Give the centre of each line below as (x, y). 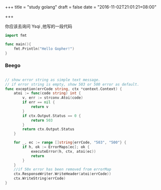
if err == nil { (39, 102)
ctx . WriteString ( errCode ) (40, 178)
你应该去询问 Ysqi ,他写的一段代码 (39, 26)
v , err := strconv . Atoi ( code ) (53, 98)
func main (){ (18, 44)
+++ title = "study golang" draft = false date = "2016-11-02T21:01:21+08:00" (81, 7)
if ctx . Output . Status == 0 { (52, 116)
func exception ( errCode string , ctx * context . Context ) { (64, 89)
